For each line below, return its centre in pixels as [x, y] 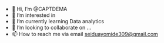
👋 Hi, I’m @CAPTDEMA [39, 9]
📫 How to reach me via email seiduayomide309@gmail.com [85, 34]
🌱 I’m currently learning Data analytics [58, 21]
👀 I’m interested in [34, 15]
